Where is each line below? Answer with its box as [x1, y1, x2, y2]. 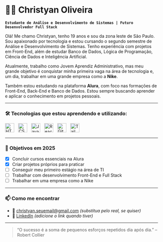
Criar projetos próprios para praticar [12, 161, 85, 167]
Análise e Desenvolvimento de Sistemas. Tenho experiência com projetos [5, 43, 152, 49]
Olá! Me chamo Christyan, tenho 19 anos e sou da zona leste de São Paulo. [5, 33, 155, 39]
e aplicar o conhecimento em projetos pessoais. [5, 93, 101, 99]
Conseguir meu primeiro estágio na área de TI [12, 167, 104, 173]
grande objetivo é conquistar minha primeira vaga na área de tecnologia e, [5, 68, 154, 74]
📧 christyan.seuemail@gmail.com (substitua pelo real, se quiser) [12, 208, 141, 214]
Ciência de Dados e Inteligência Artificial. [5, 53, 87, 60]
